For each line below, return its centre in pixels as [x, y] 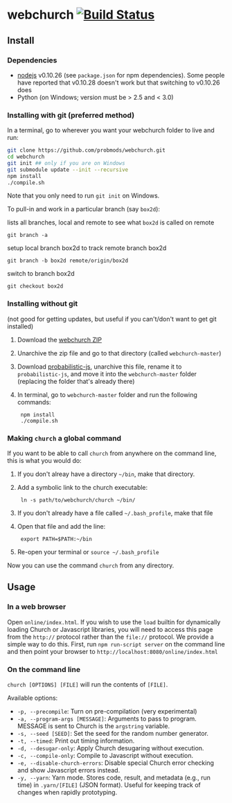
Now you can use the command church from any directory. [91, 565]
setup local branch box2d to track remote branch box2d [87, 248]
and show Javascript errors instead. [69, 770]
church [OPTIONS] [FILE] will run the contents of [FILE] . [88, 685]
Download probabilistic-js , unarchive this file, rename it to [99, 367]
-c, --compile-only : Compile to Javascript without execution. [105, 756]
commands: [34, 402]
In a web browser [37, 607]
